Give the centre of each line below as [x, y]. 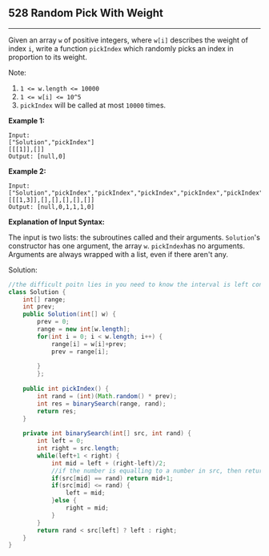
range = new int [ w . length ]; [84, 329]
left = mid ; [85, 493]
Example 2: [27, 171]
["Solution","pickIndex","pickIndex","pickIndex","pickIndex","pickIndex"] [137, 193]
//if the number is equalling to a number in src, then [146, 471]
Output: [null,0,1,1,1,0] [51, 207]
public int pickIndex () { [66, 389]
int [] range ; [44, 300]
